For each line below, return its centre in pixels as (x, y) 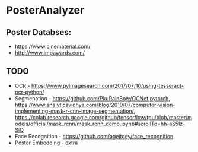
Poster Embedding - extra (46, 142)
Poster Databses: (39, 32)
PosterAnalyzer (45, 10)
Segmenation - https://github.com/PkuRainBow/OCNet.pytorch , (92, 98)
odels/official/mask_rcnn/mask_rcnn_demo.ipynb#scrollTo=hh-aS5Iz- (100, 123)
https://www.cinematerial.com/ (52, 46)
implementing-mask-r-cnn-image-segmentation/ (74, 111)
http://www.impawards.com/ (49, 53)
